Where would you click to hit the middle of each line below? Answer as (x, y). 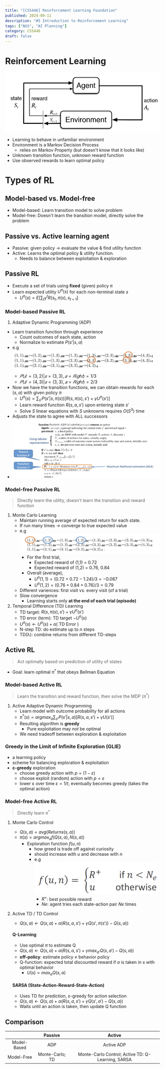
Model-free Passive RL (33, 490)
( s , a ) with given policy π (37, 393)
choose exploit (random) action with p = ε (62, 778)
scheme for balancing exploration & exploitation (60, 762)
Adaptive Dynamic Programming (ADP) (52, 322)
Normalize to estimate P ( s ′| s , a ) (51, 342)
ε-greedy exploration (34, 768)
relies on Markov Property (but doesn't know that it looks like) (82, 150)
